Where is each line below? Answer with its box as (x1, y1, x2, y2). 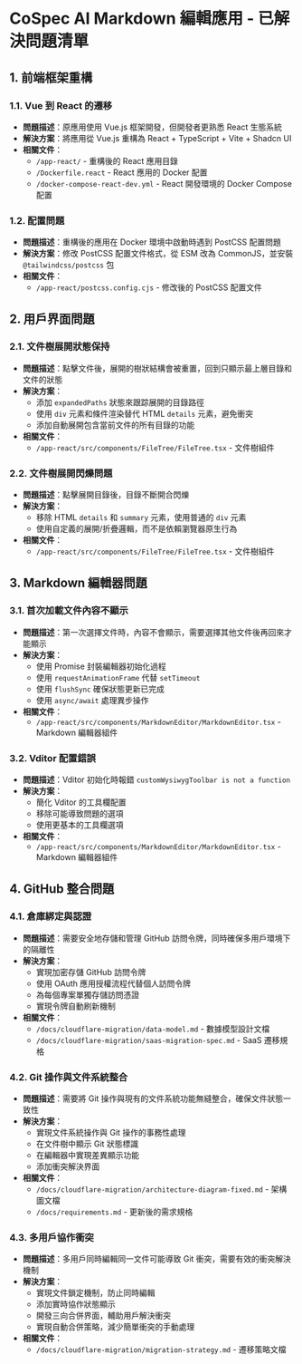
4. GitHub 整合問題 (9, 881, 115, 896)
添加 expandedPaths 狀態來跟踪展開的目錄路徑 (35, 396, 205, 408)
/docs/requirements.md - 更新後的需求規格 (35, 1206, 193, 1217)
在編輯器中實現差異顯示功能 (35, 1150, 140, 1161)
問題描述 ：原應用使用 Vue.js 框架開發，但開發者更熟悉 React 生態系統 (22, 121, 283, 132)
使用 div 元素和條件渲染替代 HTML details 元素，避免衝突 (35, 408, 253, 419)
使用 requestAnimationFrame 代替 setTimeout (35, 672, 201, 682)
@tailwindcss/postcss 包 (22, 259, 115, 270)
